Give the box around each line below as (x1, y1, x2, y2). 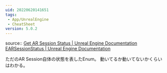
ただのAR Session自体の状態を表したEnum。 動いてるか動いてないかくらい (5, 56, 162, 62)
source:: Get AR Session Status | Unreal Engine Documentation (5, 40, 137, 46)
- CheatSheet (7, 21, 36, 27)
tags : (5, 12, 17, 17)
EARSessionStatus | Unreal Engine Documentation (5, 46, 111, 52)
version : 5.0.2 (5, 26, 38, 31)
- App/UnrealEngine (7, 17, 49, 22)
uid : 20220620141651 (5, 7, 49, 13)
